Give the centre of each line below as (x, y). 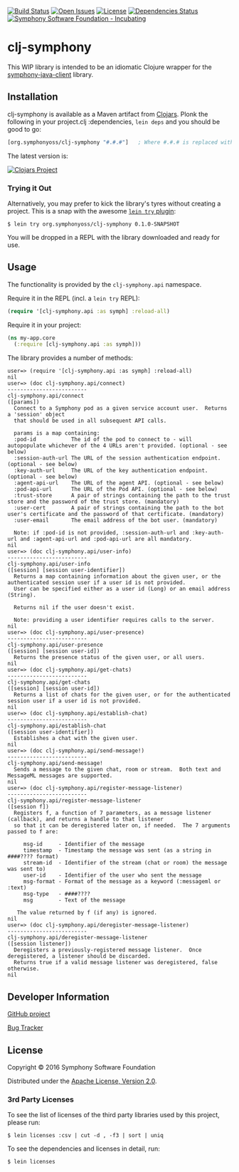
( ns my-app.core (31, 338)
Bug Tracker (26, 1028)
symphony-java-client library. (51, 74)
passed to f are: (33, 832)
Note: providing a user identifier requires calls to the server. (114, 620)
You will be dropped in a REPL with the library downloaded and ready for (114, 237)
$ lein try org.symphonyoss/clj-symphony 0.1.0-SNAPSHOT (94, 224)
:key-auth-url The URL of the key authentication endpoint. (111, 471)
